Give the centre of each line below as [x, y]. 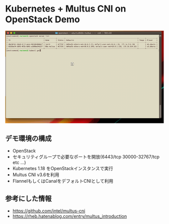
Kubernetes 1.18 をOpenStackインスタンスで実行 [63, 169]
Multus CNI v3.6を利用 [36, 175]
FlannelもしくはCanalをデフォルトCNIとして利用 [63, 181]
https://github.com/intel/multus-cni [49, 211]
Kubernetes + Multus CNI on [66, 9]
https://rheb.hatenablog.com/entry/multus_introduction [70, 216]
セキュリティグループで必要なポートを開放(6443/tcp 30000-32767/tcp [86, 157]
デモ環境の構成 [28, 139]
